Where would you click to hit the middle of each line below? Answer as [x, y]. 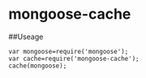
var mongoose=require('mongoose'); [69, 51]
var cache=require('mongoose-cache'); [74, 58]
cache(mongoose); [38, 66]
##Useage [26, 37]
